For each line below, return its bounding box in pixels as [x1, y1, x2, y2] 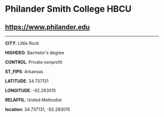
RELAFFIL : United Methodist [5, 97, 62, 103]
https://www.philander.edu [5, 23, 90, 31]
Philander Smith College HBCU [5, 3, 132, 15]
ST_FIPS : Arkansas [5, 69, 43, 74]
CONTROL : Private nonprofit [5, 59, 62, 65]
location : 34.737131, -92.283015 [5, 106, 70, 112]
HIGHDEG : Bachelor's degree [5, 50, 64, 56]
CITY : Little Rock [5, 40, 39, 46]
